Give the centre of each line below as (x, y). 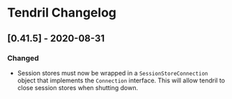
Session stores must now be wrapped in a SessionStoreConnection (113, 73)
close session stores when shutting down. (78, 87)
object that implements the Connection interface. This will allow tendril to (121, 80)
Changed (23, 58)
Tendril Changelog (62, 13)
